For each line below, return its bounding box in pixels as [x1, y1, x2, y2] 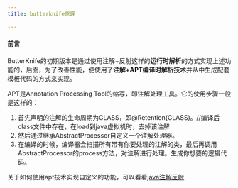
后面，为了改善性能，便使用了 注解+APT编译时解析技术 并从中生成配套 [26, 65, 230, 74]
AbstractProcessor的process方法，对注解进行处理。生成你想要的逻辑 [17, 148, 221, 157]
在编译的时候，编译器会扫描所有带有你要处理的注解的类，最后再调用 [17, 140, 217, 148]
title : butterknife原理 [7, 10, 76, 18]
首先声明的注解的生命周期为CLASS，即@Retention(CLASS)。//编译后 [17, 113, 220, 121]
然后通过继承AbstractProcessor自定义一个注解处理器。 [17, 131, 179, 139]
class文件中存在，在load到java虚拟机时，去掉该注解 [17, 122, 170, 131]
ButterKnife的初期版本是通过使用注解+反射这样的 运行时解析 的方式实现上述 [7, 56, 225, 65]
